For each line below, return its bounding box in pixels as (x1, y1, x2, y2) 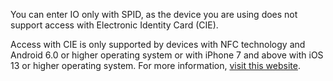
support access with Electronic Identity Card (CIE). (10, 19, 219, 31)
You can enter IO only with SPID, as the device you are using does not (10, 9, 298, 20)
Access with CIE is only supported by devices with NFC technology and (10, 39, 306, 50)
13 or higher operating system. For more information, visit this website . (10, 60, 301, 71)
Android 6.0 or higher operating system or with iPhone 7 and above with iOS (10, 49, 324, 61)
